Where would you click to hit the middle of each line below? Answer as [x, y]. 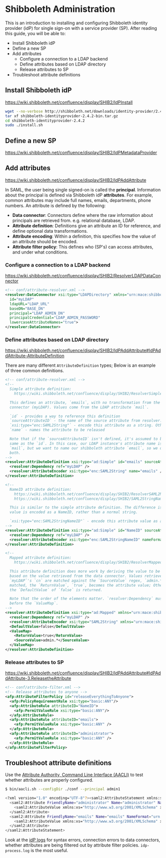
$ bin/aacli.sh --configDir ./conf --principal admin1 [63, 789]
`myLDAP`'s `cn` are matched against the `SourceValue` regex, [76, 581]
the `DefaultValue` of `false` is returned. [56, 590]
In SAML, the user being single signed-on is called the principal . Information [83, 190]
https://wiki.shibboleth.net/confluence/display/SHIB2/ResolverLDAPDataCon [83, 276]
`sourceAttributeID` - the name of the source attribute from [75, 421]
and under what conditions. [40, 252]
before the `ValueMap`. [34, 603]
